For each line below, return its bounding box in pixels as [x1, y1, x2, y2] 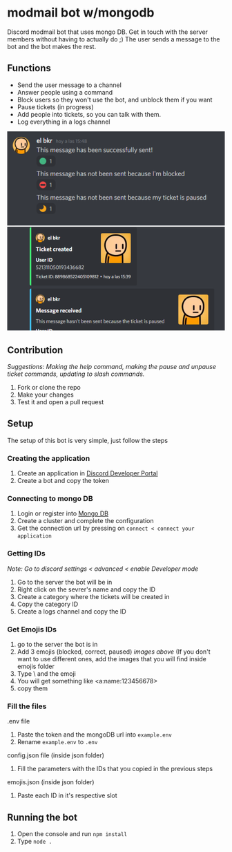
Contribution [7, 344, 64, 356]
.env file [7, 717, 30, 726]
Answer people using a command [17, 88, 113, 96]
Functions [7, 62, 52, 74]
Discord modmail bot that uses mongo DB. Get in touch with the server [7, 28, 209, 36]
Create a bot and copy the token [17, 477, 109, 485]
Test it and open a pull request [17, 397, 104, 406]
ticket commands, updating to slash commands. [7, 370, 145, 378]
